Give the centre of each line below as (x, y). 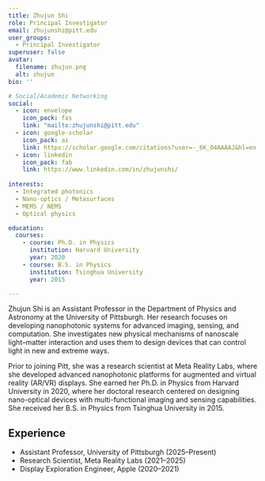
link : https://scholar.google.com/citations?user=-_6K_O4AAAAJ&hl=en (140, 147)
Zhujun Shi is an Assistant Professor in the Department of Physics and (122, 309)
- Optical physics (46, 214)
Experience (37, 433)
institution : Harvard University (84, 250)
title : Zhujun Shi (38, 15)
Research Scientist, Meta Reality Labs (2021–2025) (102, 460)
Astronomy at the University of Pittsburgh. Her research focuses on (118, 317)
